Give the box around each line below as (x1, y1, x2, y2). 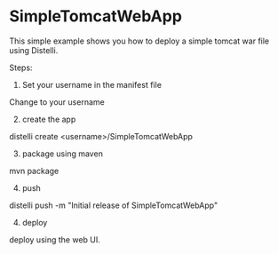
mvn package (9, 165, 60, 176)
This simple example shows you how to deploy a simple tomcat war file (9, 36, 270, 46)
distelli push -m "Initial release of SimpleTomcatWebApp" (9, 200, 218, 210)
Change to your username (9, 96, 105, 107)
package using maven (21, 148, 104, 159)
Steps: (9, 62, 33, 73)
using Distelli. (9, 44, 59, 55)
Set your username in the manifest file (21, 79, 163, 90)
